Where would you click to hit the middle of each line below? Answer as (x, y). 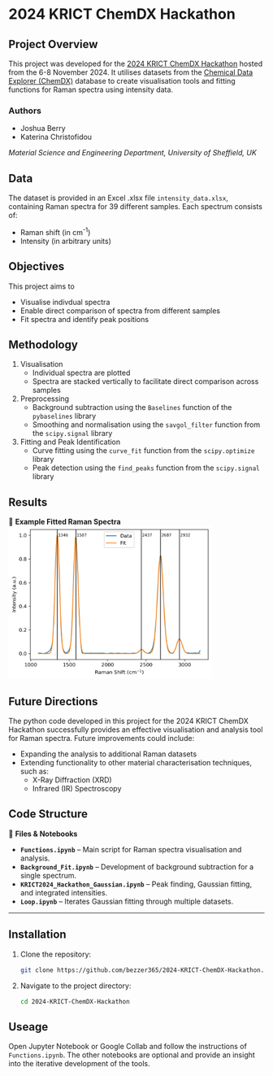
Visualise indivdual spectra (65, 302)
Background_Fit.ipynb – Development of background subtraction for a (137, 866)
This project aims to (41, 286)
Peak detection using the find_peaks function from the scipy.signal (146, 468)
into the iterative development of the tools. (79, 1064)
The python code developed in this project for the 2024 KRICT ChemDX (129, 721)
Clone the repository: (56, 954)
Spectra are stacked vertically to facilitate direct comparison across (145, 381)
